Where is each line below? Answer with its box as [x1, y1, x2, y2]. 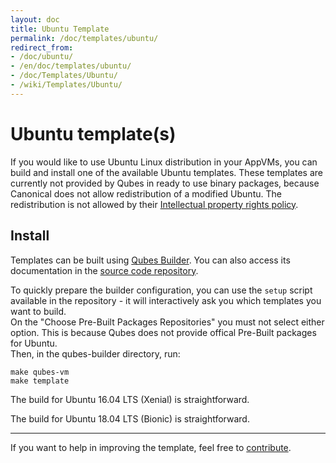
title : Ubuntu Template [10, 24, 110, 34]
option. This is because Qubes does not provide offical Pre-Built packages [10, 326, 317, 338]
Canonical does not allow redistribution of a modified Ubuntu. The [10, 187, 282, 200]
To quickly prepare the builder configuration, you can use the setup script [10, 284, 313, 296]
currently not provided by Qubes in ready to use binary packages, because [10, 177, 320, 189]
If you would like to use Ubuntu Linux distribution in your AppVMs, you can [10, 156, 318, 168]
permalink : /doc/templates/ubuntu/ [10, 33, 159, 43]
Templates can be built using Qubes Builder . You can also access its [10, 254, 291, 266]
